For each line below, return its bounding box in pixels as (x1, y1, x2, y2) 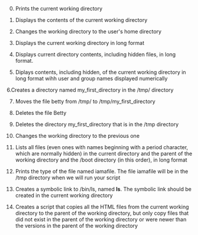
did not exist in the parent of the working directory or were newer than (15, 216, 187, 223)
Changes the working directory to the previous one (15, 133, 140, 139)
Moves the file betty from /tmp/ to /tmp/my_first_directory (15, 98, 155, 105)
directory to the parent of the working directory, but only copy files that (15, 210, 189, 217)
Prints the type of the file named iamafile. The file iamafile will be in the (15, 168, 189, 175)
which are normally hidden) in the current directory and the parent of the (15, 150, 193, 157)
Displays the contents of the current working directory (15, 17, 148, 23)
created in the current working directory (15, 192, 113, 199)
